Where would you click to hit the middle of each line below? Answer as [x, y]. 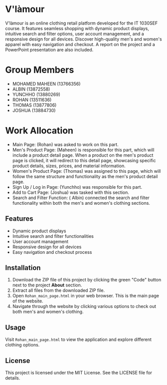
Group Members [40, 70]
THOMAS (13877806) [34, 105]
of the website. [28, 301]
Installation [23, 268]
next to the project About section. [47, 285]
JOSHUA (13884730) [34, 110]
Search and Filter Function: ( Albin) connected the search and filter [81, 198]
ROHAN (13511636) [32, 100]
